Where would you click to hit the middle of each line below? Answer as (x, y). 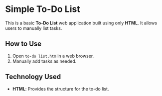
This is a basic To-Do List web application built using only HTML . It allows (81, 23)
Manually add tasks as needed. (44, 61)
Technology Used (33, 77)
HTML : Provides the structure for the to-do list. (61, 89)
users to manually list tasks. (34, 28)
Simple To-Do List (43, 9)
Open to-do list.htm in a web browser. (53, 56)
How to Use (23, 44)
